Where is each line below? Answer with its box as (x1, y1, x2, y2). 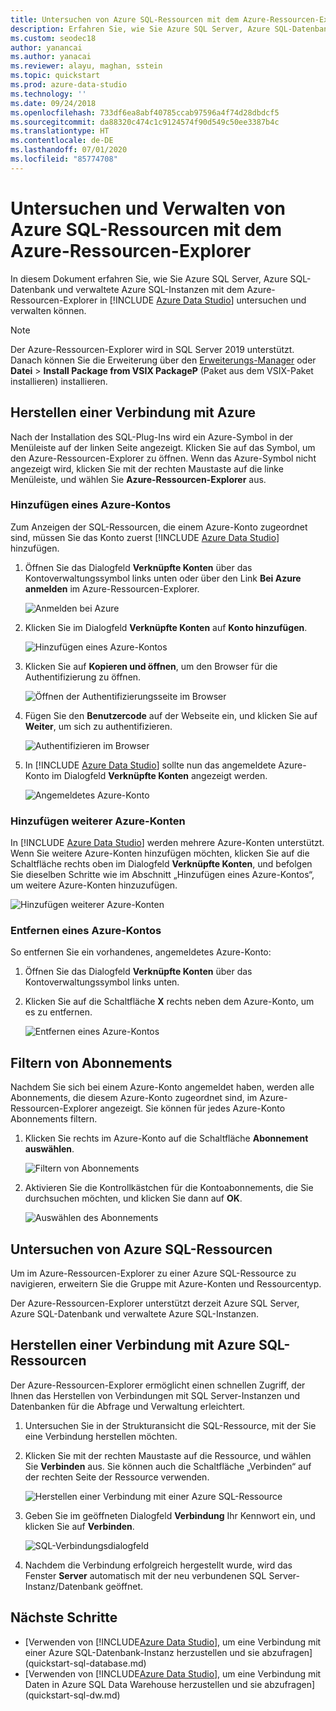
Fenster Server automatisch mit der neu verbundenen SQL (24, 1569, 267, 1581)
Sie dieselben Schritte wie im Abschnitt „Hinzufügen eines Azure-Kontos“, (10, 869, 315, 881)
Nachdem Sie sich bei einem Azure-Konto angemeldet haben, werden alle (10, 1081, 315, 1093)
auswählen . (24, 1143, 75, 1155)
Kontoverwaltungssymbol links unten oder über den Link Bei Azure (24, 572, 302, 584)
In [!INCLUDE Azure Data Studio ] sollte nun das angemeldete (24, 759, 277, 771)
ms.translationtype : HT (10, 126, 110, 136)
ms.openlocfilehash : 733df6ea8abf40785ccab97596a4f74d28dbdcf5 (10, 107, 280, 118)
